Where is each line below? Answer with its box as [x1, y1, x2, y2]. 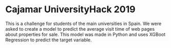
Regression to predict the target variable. [5, 37, 92, 43]
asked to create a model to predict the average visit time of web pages [5, 26, 155, 32]
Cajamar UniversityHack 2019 [5, 4, 136, 15]
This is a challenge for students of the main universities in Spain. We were [5, 20, 162, 27]
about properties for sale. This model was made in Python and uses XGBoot [5, 31, 166, 37]
